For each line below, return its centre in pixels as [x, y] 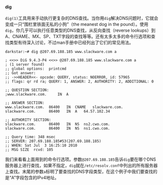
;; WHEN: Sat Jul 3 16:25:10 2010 [41, 146]
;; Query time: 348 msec [30, 137]
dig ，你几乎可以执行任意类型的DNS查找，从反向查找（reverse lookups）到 [80, 30]
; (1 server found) [25, 65]
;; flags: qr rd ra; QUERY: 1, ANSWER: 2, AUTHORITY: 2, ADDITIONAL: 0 [79, 82]
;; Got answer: [20, 73]
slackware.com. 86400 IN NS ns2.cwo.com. [58, 124]
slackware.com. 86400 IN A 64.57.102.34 [58, 111]
